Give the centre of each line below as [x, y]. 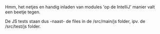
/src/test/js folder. [23, 26]
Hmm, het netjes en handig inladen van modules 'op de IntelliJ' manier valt [80, 7]
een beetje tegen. [23, 12]
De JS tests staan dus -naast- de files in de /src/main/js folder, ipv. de [75, 21]
